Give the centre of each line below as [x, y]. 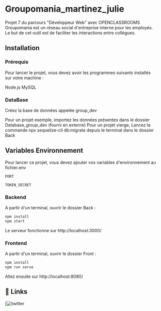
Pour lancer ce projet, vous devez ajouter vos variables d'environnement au [80, 162]
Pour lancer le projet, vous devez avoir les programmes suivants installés [78, 73]
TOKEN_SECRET [18, 185]
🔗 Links [16, 292]
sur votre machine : [24, 78]
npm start [15, 221]
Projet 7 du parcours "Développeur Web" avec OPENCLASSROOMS [72, 22]
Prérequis [17, 62]
